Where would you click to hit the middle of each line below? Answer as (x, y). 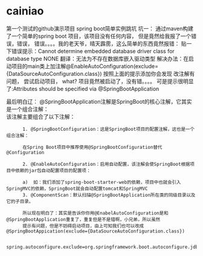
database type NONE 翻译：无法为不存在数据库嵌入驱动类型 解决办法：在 (98, 58)
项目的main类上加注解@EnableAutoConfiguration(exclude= (85, 66)
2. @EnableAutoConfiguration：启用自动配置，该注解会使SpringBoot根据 (106, 164)
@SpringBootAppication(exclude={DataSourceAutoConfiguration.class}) (96, 231)
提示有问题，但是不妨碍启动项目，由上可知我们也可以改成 (83, 226)
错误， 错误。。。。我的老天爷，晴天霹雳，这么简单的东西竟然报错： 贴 (101, 43)
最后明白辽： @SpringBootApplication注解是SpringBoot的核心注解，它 (94, 101)
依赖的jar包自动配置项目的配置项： (53, 170)
